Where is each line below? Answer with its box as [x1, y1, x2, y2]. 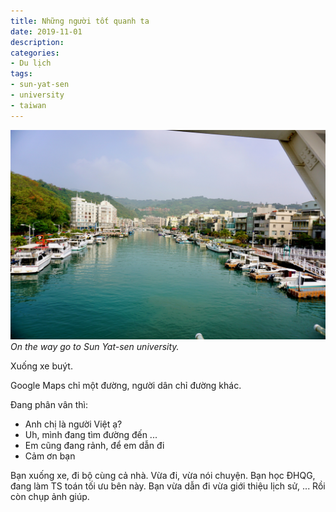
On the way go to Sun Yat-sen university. [10, 341, 180, 353]
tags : [10, 69, 33, 79]
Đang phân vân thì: [10, 399, 89, 411]
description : [10, 37, 65, 47]
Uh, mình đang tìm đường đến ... [24, 429, 158, 441]
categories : [10, 48, 60, 58]
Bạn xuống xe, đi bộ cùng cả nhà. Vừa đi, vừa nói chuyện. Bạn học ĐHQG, [10, 470, 316, 482]
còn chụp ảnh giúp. [10, 491, 90, 503]
